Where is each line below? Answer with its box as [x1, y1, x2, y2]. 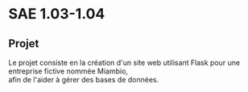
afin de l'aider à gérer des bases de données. [8, 75, 159, 84]
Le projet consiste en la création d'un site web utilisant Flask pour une [8, 58, 241, 67]
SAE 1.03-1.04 [8, 5, 105, 23]
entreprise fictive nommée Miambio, [8, 66, 129, 76]
